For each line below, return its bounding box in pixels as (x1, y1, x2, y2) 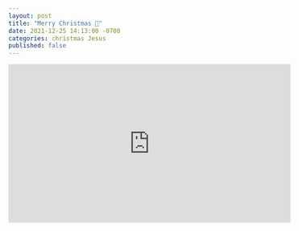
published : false (8, 42, 67, 50)
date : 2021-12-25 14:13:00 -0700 (8, 27, 121, 35)
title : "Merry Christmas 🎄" (8, 19, 103, 27)
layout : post (8, 11, 52, 20)
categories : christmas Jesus (8, 34, 106, 43)
